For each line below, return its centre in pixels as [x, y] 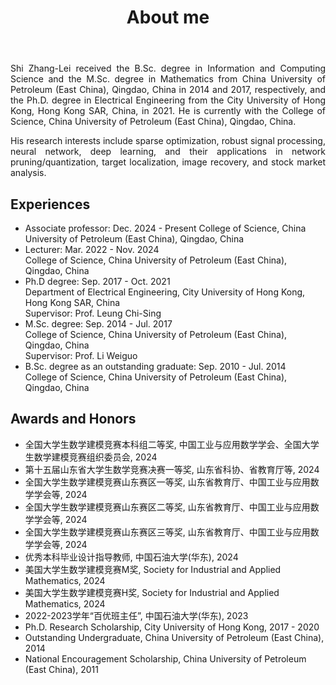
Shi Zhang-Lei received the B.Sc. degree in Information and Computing [168, 68]
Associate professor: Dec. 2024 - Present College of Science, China [165, 228]
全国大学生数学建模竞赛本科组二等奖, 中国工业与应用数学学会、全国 [163, 444]
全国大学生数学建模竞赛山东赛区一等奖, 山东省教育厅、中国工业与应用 [167, 482]
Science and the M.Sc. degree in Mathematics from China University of [168, 79]
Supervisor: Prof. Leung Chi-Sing [93, 313]
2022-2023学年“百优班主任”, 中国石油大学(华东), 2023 [136, 615]
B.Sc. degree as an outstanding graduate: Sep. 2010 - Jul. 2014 [155, 366]
